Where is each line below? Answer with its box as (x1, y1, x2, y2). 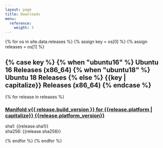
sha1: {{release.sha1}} (5, 123, 49, 129)
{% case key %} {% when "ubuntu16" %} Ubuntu (5, 58, 159, 66)
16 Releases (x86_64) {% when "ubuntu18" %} (5, 65, 151, 74)
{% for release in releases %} (5, 94, 65, 100)
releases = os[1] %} (5, 44, 45, 50)
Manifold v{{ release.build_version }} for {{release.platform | (5, 106, 153, 113)
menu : (5, 16, 16, 21)
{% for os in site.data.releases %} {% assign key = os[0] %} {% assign (5, 39, 148, 44)
